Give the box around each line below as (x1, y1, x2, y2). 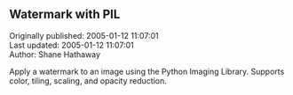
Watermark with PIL (9, 7, 121, 22)
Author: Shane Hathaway (9, 48, 100, 60)
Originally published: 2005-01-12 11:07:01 (9, 30, 159, 40)
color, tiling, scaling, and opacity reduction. (9, 75, 167, 86)
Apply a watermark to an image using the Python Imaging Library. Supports (9, 66, 285, 77)
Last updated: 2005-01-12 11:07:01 (9, 40, 135, 50)
